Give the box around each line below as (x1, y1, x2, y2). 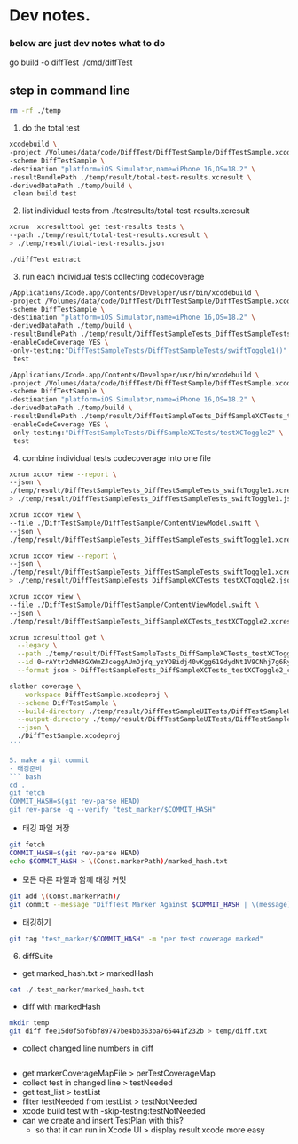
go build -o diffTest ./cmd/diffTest (9, 57, 133, 68)
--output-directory (17, 715, 90, 724)
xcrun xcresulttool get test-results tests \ (9, 223, 184, 232)
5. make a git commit (9, 756, 90, 765)
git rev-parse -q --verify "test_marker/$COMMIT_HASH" (9, 806, 216, 814)
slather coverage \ (9, 681, 82, 691)
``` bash (9, 772, 42, 782)
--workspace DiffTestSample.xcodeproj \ (17, 690, 169, 699)
